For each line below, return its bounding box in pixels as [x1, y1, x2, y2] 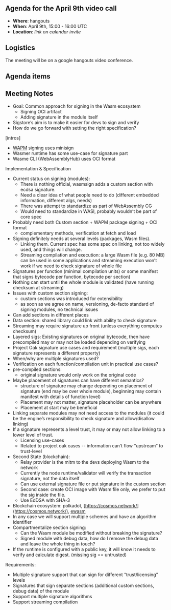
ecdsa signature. [20, 186, 56, 192]
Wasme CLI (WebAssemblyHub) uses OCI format [12, 155, 116, 162]
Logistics [5, 44, 35, 52]
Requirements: [5, 561, 36, 567]
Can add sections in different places [12, 311, 89, 318]
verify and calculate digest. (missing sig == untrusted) [12, 552, 127, 558]
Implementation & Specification [5, 165, 71, 171]
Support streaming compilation [12, 599, 78, 605]
